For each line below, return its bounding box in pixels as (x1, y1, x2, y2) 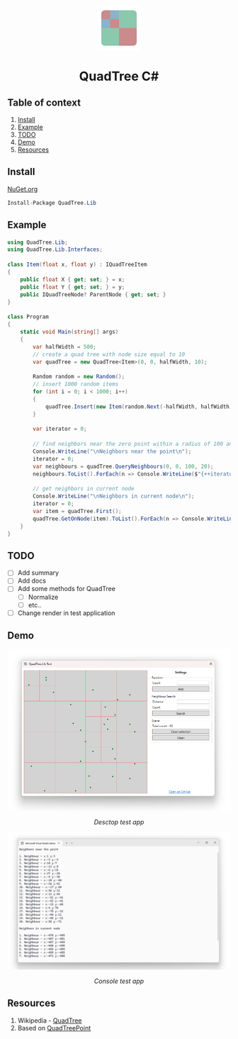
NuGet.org (7, 184, 38, 193)
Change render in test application (17, 608, 115, 617)
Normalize (28, 592, 59, 601)
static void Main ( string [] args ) (20, 328, 119, 335)
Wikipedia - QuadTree (17, 1016, 82, 1025)
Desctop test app (93, 817, 144, 826)
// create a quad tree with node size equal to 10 (33, 351, 186, 358)
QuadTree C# (79, 69, 159, 84)
